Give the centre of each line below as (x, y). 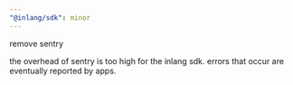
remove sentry (37, 43)
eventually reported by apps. (63, 71)
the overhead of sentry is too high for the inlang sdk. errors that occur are (147, 61)
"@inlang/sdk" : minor (50, 18)
